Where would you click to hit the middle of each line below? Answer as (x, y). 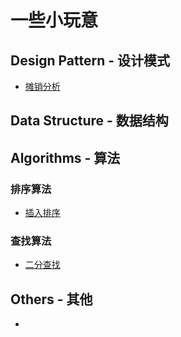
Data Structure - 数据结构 (89, 121)
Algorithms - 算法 (65, 157)
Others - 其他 (51, 299)
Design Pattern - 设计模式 (90, 60)
